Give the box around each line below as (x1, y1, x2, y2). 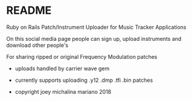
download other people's (6, 41, 68, 49)
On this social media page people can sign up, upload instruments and (6, 35, 182, 42)
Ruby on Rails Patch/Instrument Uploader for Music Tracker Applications (6, 23, 187, 31)
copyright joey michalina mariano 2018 (14, 88, 112, 95)
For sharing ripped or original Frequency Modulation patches (6, 53, 158, 60)
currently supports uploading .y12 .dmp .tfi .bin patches (14, 76, 153, 84)
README (6, 4, 52, 17)
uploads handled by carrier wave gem (14, 64, 110, 72)
